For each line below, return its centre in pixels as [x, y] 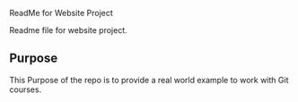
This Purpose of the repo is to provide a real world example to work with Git [149, 80]
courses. [26, 89]
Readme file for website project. [68, 30]
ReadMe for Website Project [61, 13]
